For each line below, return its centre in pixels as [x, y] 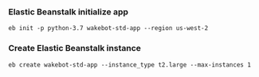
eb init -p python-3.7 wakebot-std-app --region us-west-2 [108, 29]
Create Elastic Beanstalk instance [75, 48]
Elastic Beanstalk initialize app [69, 12]
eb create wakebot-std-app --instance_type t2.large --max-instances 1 [129, 65]
